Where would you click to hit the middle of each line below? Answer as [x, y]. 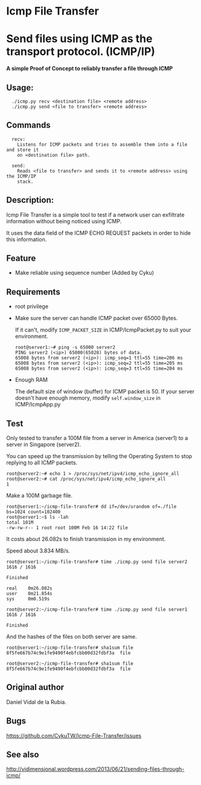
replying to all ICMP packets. [42, 462]
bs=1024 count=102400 [33, 512]
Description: [30, 200]
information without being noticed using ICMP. [64, 221]
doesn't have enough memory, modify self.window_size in [88, 398]
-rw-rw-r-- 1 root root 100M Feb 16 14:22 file [67, 528]
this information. [27, 239]
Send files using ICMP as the [79, 39]
